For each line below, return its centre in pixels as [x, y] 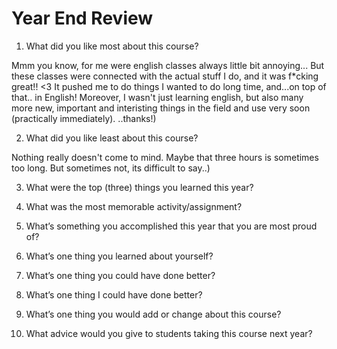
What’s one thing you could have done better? [120, 275]
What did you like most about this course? [112, 46]
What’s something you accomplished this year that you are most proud [171, 226]
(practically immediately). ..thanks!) [84, 118]
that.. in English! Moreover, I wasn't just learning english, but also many [157, 97]
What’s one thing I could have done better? [114, 294]
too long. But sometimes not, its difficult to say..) [111, 168]
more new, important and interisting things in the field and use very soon [161, 108]
